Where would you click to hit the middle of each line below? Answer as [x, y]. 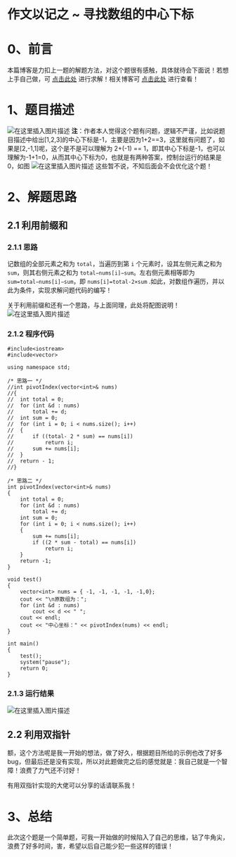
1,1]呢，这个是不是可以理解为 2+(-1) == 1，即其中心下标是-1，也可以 [128, 149]
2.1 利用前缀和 [38, 225]
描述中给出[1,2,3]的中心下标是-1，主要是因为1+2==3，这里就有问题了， [116, 140]
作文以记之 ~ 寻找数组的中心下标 [101, 14]
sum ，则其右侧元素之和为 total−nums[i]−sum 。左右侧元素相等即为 [101, 273]
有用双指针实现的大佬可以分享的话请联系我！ [72, 785]
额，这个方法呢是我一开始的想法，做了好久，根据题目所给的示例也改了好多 [115, 753]
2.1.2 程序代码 [31, 334]
